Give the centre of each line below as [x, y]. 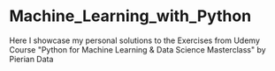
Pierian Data [31, 59]
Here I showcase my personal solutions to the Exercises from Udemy [135, 40]
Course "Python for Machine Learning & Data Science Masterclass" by [138, 49]
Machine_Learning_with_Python [130, 16]
